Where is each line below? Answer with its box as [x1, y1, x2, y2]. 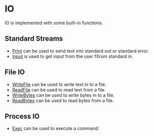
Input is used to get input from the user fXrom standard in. [12, 53, 133, 59]
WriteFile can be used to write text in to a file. [12, 81, 107, 87]
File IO [5, 68, 25, 76]
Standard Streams [5, 34, 63, 43]
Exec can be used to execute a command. [12, 125, 99, 131]
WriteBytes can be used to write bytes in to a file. [12, 92, 115, 98]
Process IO [5, 112, 40, 120]
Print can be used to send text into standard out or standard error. [12, 48, 149, 54]
